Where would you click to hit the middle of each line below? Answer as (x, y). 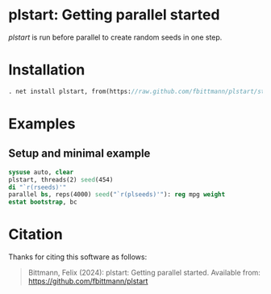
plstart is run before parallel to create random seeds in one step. (115, 37)
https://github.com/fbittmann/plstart (88, 281)
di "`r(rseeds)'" (38, 187)
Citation (35, 235)
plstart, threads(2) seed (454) (61, 179)
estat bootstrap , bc (43, 202)
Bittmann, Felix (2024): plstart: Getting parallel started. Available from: (144, 273)
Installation (47, 70)
